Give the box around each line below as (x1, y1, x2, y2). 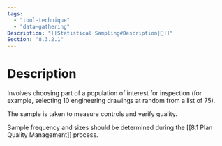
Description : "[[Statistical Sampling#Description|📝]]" (7, 29, 173, 37)
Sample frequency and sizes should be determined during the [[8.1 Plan (7, 123, 213, 132)
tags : (7, 10, 23, 17)
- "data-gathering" (13, 23, 71, 30)
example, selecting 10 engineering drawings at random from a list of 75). (7, 97, 216, 105)
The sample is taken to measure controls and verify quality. (7, 110, 178, 118)
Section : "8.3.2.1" (7, 36, 64, 43)
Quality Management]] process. (7, 131, 99, 139)
